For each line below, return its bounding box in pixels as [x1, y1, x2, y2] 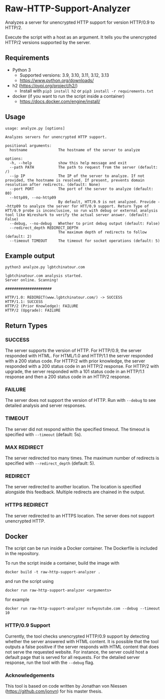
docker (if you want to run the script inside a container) [12, 93, 125, 99]
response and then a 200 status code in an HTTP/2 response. [5, 374, 131, 380]
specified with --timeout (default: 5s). [5, 431, 82, 437]
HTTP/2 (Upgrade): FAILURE [5, 308, 61, 313]
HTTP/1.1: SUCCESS [5, 300, 43, 305]
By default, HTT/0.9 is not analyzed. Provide [58, 199, 156, 204]
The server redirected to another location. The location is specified [5, 484, 142, 490]
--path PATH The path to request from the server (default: [9, 165, 158, 170]
